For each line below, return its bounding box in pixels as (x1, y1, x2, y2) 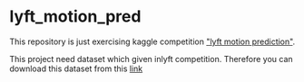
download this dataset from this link (9, 63, 143, 74)
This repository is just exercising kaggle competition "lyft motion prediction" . (9, 36, 296, 47)
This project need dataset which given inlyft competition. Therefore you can (9, 53, 293, 64)
